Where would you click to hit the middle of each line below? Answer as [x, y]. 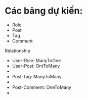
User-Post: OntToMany [36, 66]
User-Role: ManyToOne [36, 60]
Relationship [18, 51]
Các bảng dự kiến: [44, 11]
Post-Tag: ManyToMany [37, 76]
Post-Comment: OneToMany [42, 87]
